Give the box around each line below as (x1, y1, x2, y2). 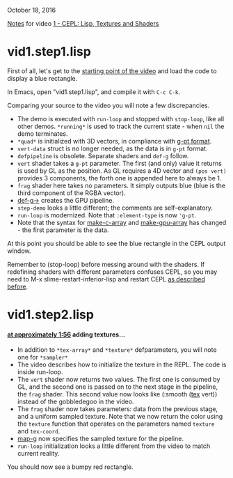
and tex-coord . (17, 427, 61, 435)
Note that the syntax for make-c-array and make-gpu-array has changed (17, 218, 227, 226)
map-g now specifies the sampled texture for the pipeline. (17, 435, 184, 443)
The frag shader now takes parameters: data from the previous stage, (17, 405, 218, 413)
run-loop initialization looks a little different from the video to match (17, 442, 211, 450)
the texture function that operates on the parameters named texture (17, 419, 215, 428)
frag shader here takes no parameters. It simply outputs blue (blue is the (17, 181, 226, 190)
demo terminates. (17, 129, 68, 138)
